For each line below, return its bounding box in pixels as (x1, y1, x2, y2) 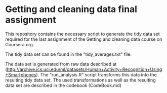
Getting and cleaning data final (5, 4, 138, 15)
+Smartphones (5, 71, 36, 77)
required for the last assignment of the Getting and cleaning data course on (5, 36, 162, 42)
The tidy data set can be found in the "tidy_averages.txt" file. (5, 51, 132, 57)
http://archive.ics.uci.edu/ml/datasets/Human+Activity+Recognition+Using (7, 66, 162, 72)
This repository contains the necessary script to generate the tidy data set (5, 31, 160, 37)
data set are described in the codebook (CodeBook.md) (5, 82, 121, 88)
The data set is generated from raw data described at (5, 61, 117, 67)
